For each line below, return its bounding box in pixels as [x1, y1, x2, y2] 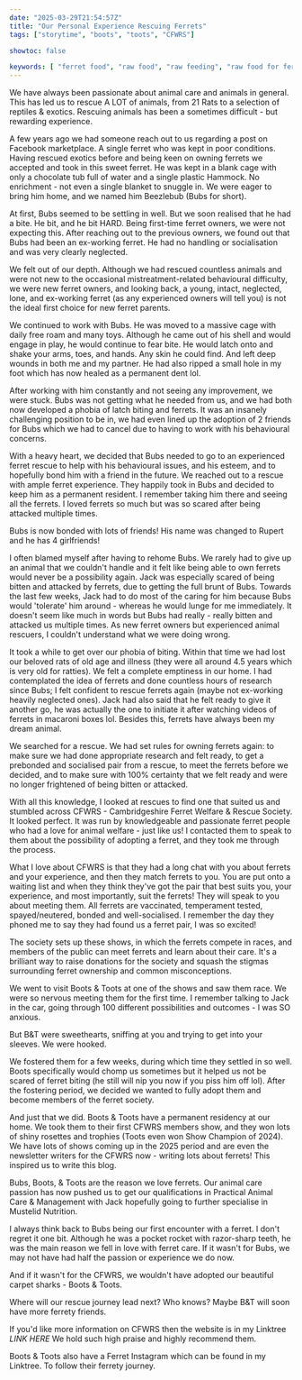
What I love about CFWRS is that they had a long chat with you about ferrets [9, 862, 291, 873]
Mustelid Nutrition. [9, 1206, 78, 1217]
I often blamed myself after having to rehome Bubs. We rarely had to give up [9, 553, 292, 563]
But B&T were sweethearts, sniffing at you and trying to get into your [9, 1029, 263, 1040]
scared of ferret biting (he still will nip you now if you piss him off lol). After [9, 1075, 286, 1086]
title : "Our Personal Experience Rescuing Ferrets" [9, 22, 207, 31]
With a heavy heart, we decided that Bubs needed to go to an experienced [9, 451, 285, 462]
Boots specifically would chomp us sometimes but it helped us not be [9, 1065, 267, 1077]
